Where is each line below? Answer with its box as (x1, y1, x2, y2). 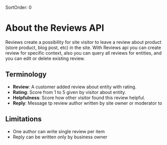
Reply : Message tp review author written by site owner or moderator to (12, 100, 162, 106)
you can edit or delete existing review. (5, 55, 85, 61)
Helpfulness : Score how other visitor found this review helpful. (12, 94, 146, 101)
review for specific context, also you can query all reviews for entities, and (5, 50, 162, 56)
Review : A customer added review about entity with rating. (12, 84, 137, 90)
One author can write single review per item (12, 128, 105, 134)
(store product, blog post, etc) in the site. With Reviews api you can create (5, 44, 161, 51)
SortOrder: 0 (5, 5, 32, 10)
